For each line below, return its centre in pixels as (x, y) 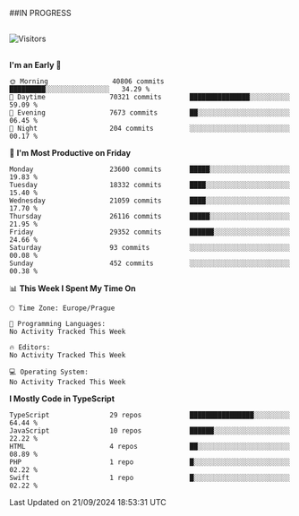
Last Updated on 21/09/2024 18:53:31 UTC (88, 502)
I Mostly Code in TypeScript (62, 399)
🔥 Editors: (30, 347)
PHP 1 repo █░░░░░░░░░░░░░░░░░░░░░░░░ (150, 462)
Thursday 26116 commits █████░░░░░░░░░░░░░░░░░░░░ (150, 216)
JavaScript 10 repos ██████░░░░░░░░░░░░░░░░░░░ (150, 430)
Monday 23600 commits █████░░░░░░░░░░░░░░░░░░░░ (150, 169)
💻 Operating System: (49, 372)
